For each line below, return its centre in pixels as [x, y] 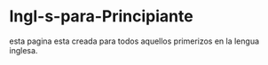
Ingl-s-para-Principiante [101, 16]
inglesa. [24, 50]
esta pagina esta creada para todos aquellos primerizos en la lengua [134, 41]
